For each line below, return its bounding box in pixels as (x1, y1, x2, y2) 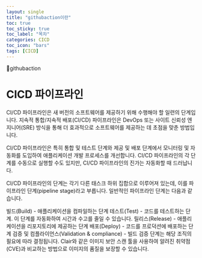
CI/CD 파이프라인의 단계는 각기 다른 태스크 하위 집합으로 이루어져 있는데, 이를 (6, 179, 188, 187)
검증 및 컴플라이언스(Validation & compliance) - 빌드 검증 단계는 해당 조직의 (12, 230, 192, 237)
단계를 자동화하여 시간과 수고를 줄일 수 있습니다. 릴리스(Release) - (20, 215, 176, 222)
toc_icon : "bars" (6, 43, 50, 49)
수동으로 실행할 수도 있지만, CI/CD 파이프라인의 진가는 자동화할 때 (17, 159, 172, 166)
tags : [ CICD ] (6, 48, 39, 54)
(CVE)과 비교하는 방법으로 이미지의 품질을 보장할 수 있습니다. (6, 245, 149, 252)
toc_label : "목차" (6, 31, 50, 37)
